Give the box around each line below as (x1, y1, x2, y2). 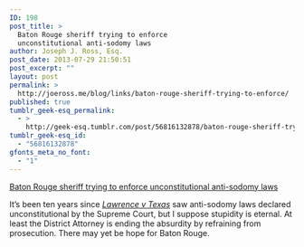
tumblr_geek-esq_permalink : (9, 106, 116, 115)
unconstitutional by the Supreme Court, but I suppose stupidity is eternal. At (9, 208, 292, 219)
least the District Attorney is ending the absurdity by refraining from (9, 218, 261, 229)
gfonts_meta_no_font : (9, 147, 91, 157)
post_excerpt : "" (9, 64, 75, 73)
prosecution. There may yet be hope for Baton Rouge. (9, 227, 210, 238)
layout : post (9, 72, 59, 81)
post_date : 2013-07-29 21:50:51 (9, 55, 131, 64)
